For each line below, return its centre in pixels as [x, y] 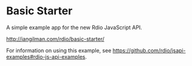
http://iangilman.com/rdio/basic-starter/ [55, 39]
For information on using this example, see [59, 50]
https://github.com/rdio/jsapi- [149, 50]
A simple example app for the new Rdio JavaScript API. [74, 27]
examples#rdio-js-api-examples [46, 56]
